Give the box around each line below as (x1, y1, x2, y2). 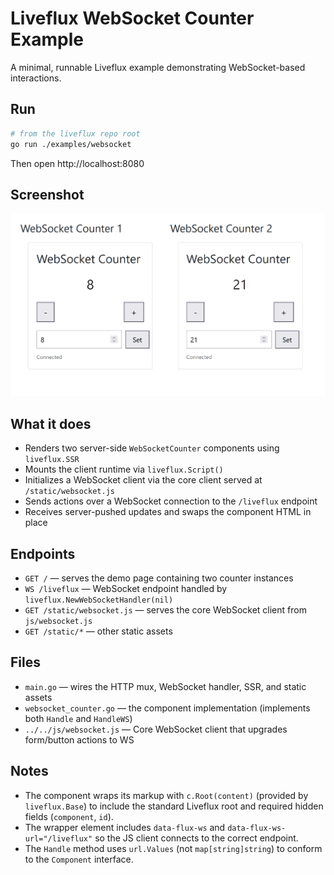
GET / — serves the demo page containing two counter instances (24, 572, 294, 584)
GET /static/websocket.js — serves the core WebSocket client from (24, 604, 307, 616)
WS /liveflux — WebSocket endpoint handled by (24, 583, 228, 595)
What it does (10, 415, 92, 432)
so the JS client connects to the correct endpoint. (94, 832, 299, 844)
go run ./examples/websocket (10, 139, 132, 149)
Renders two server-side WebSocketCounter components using (24, 442, 280, 454)
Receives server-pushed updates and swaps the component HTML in (24, 506, 312, 518)
